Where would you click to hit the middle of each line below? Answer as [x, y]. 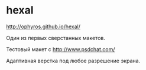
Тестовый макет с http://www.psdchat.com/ [61, 49]
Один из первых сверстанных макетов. [56, 38]
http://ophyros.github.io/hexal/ [43, 26]
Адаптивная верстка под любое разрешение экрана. [73, 61]
